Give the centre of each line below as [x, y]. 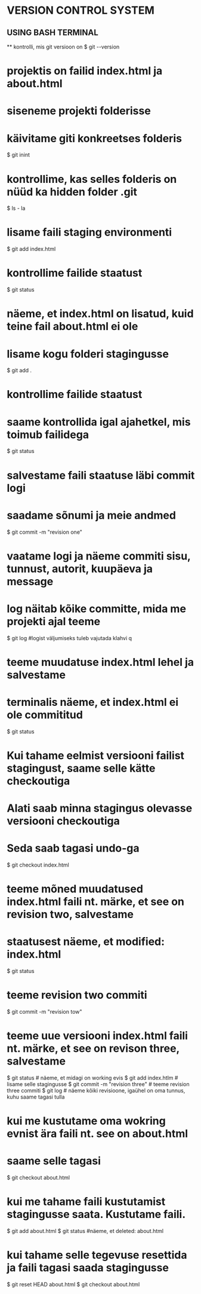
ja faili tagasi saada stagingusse [88, 1268]
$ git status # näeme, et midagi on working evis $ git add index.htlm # [92, 1078]
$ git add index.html [31, 249]
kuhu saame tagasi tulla [36, 1097]
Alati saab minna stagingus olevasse [100, 808]
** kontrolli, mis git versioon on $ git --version [63, 47]
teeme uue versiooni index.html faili [98, 1036]
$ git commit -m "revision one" [45, 532]
